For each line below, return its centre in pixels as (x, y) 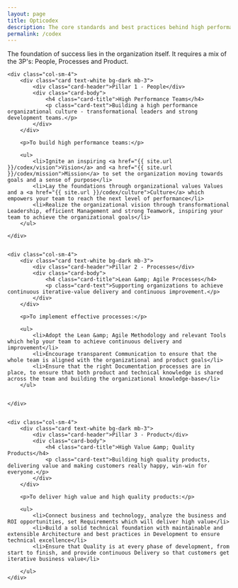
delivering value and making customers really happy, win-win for (107, 466)
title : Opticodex (33, 21)
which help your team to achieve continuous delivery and (95, 342)
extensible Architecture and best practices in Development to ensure (114, 534)
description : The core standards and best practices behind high (106, 27)
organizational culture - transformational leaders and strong (103, 112)
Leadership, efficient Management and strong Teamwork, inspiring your (115, 211)
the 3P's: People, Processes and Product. (68, 62)
